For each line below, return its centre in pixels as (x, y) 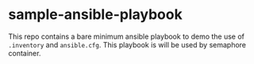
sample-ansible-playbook (95, 15)
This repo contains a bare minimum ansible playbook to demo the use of (126, 36)
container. (25, 53)
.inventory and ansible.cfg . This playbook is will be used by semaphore (127, 44)
